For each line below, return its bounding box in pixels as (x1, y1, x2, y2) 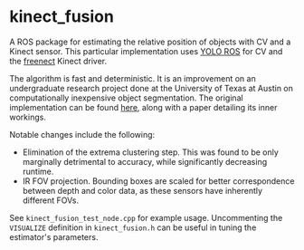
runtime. (22, 166, 54, 177)
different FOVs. (22, 195, 80, 206)
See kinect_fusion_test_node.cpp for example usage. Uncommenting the (9, 212, 283, 223)
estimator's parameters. (9, 231, 99, 242)
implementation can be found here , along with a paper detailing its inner (9, 101, 278, 112)
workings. (9, 111, 47, 122)
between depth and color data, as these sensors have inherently (22, 185, 263, 196)
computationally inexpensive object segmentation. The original (9, 92, 243, 103)
